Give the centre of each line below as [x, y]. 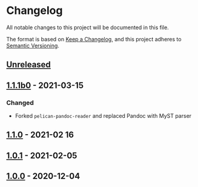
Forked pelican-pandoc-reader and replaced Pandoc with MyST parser [103, 116]
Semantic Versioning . [33, 46]
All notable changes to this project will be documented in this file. [88, 27]
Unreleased [29, 65]
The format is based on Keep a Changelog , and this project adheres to [94, 39]
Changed [20, 103]
